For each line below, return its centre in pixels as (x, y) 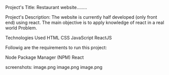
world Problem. (21, 28)
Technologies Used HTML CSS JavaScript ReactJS (59, 38)
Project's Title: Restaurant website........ (46, 7)
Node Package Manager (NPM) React (45, 57)
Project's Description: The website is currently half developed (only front (81, 17)
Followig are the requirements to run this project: (56, 47)
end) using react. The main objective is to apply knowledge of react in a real (85, 23)
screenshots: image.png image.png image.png (54, 67)
